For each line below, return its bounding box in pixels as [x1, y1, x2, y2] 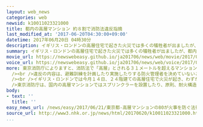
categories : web [6, 15, 47, 21]
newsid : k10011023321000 [6, 20, 69, 26]
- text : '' [6, 93, 34, 99]
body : [6, 88, 20, 94]
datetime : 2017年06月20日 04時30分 [6, 37, 92, 43]
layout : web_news [6, 8, 50, 15]
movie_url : [6, 54, 34, 60]
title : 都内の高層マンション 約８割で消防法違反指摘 [6, 25, 123, 32]
